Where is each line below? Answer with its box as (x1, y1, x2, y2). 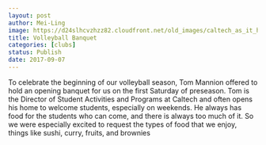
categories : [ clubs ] (8, 41, 77, 49)
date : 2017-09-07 (8, 56, 66, 64)
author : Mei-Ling (8, 19, 66, 27)
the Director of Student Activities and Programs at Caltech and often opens (8, 94, 253, 104)
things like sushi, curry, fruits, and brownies (8, 128, 150, 137)
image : (8, 26, 30, 34)
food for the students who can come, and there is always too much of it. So (8, 111, 254, 120)
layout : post (8, 11, 51, 20)
